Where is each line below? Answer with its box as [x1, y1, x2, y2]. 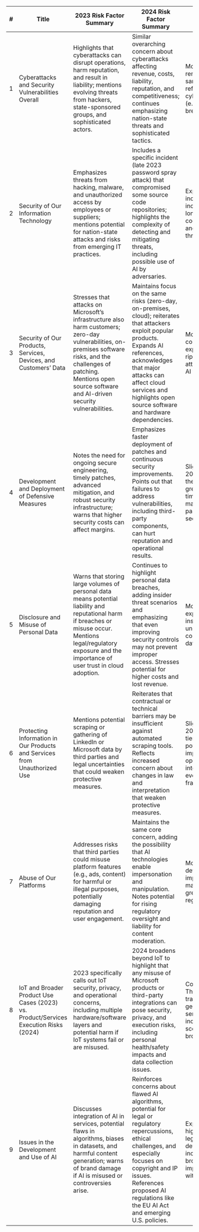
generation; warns [73, 1157, 124, 1165]
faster [131, 433, 149, 441]
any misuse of [131, 969, 171, 977]
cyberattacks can [73, 51, 121, 59]
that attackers [131, 319, 171, 327]
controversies [73, 1179, 111, 1187]
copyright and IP [131, 1164, 178, 1172]
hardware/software [73, 1013, 126, 1021]
